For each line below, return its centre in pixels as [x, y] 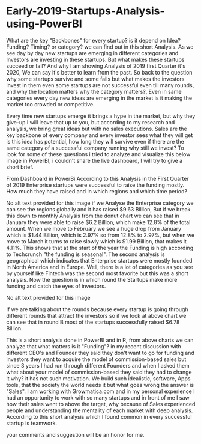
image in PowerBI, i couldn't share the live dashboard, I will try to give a [94, 160]
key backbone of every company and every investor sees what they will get [100, 135]
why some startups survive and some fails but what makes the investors [95, 79]
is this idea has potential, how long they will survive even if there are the [95, 141]
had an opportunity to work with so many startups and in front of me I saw [98, 397]
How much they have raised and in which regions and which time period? [97, 191]
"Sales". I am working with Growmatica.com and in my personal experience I [100, 391]
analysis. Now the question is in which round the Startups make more [92, 279]
